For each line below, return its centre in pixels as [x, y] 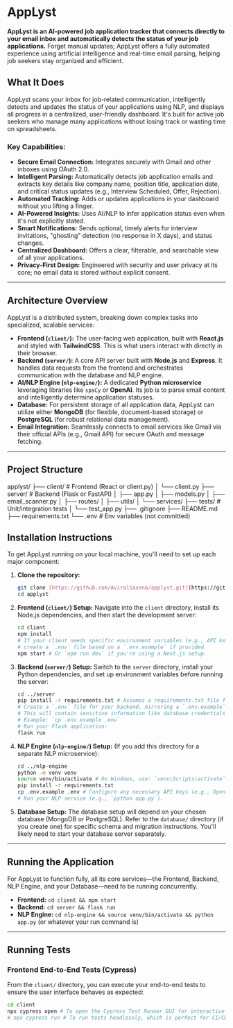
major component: [34, 562]
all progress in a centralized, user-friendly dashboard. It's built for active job [116, 114]
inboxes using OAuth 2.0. [53, 169]
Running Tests [39, 950]
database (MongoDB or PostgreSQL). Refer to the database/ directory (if [120, 819]
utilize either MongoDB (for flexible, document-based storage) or [110, 412]
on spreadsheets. [32, 128]
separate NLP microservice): [58, 753]
